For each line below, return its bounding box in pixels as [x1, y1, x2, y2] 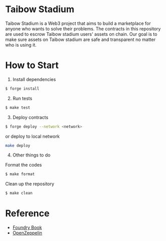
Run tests [12, 95, 33, 101]
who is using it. [5, 42, 37, 48]
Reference [5, 208, 49, 219]
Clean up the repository [5, 181, 54, 187]
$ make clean [5, 191, 33, 196]
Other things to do [12, 152, 50, 158]
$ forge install [5, 86, 39, 91]
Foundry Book [12, 224, 42, 231]
